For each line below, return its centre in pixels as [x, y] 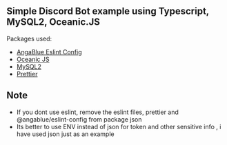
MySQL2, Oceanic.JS [53, 22]
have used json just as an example [65, 134]
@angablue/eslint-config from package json [79, 119]
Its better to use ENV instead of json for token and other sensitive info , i [119, 126]
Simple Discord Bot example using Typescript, [108, 11]
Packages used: [29, 38]
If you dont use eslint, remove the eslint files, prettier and [97, 112]
